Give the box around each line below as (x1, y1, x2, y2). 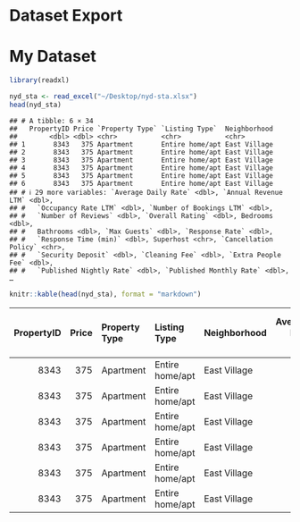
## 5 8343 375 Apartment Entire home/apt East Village (9, 171, 274, 180)
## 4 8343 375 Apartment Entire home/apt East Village (9, 163, 274, 173)
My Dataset (9, 46, 96, 67)
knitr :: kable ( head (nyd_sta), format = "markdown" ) (9, 290, 202, 299)
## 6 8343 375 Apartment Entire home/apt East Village (9, 179, 274, 188)
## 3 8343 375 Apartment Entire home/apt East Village (9, 156, 274, 164)
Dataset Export (9, 5, 123, 26)
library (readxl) (9, 76, 70, 85)
